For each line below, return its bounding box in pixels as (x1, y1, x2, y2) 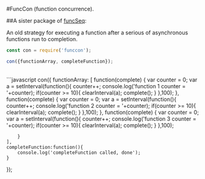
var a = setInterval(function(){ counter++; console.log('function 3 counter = (6, 115, 197, 122)
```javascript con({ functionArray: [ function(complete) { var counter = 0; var (6, 76, 198, 83)
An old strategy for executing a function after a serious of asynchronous (6, 29, 188, 36)
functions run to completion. (6, 36, 78, 42)
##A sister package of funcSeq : (6, 17, 87, 24)
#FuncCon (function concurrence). (6, 6, 94, 12)
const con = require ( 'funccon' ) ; (6, 47, 92, 53)
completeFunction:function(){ (6, 144, 84, 150)
